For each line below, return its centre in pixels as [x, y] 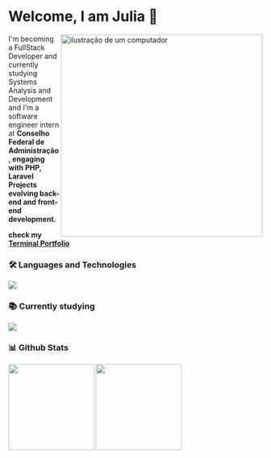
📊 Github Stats [38, 348]
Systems [23, 82]
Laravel [21, 176]
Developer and [33, 56]
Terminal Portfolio [39, 243]
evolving [23, 193]
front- [48, 202]
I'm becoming [31, 39]
